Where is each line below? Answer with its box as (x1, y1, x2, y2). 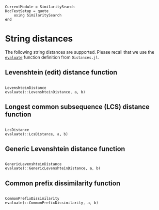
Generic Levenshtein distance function (5, 145, 125, 153)
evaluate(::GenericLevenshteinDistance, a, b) (5, 166, 101, 171)
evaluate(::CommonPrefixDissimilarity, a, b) (5, 200, 98, 206)
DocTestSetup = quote (5, 9, 49, 14)
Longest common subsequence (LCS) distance (5, 103, 150, 111)
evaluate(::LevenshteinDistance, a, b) (5, 90, 86, 94)
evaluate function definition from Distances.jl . (5, 54, 99, 60)
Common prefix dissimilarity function (5, 179, 121, 187)
